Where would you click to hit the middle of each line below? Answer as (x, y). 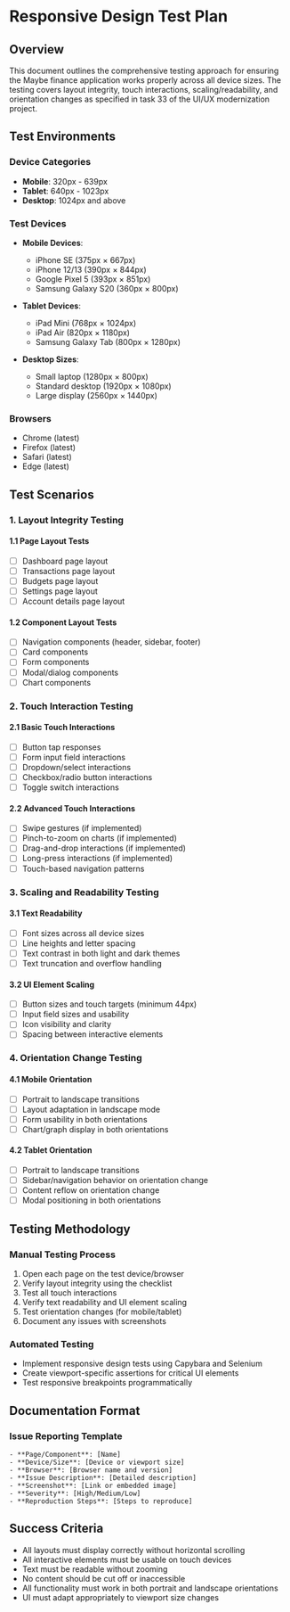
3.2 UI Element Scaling (52, 984)
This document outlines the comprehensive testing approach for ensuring (144, 70)
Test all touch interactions (69, 1292)
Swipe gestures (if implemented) (82, 828)
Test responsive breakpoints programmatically (107, 1383)
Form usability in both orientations (85, 1119)
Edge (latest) (45, 466)
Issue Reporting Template (66, 1435)
